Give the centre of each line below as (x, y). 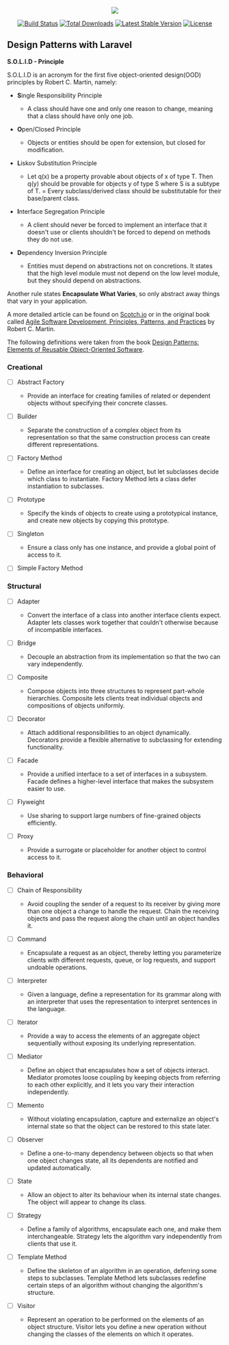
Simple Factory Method (50, 568)
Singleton (30, 534)
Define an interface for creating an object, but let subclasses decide (123, 472)
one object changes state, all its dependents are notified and (112, 1160)
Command (31, 938)
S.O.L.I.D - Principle (36, 61)
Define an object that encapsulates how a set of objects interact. (118, 1070)
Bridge (26, 643)
